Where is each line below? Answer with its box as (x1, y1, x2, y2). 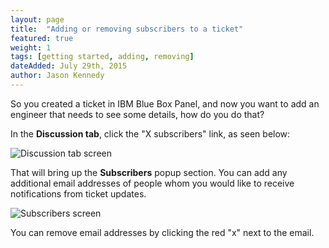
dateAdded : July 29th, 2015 (10, 61, 128, 71)
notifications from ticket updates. (10, 187, 147, 200)
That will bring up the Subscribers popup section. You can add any (10, 166, 288, 178)
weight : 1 (10, 42, 52, 53)
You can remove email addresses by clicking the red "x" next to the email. (10, 226, 315, 238)
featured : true (10, 33, 74, 43)
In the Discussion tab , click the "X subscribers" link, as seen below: (10, 127, 291, 140)
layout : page (10, 14, 65, 25)
